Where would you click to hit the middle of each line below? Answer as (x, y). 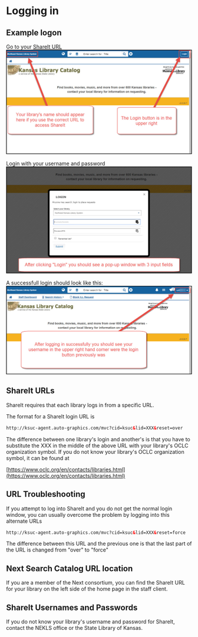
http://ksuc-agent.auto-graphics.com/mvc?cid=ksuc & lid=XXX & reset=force (96, 532)
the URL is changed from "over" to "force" (57, 550)
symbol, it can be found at (38, 458)
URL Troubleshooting (46, 494)
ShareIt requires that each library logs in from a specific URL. (80, 405)
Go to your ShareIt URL (34, 47)
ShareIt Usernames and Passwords (72, 607)
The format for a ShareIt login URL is (50, 416)
